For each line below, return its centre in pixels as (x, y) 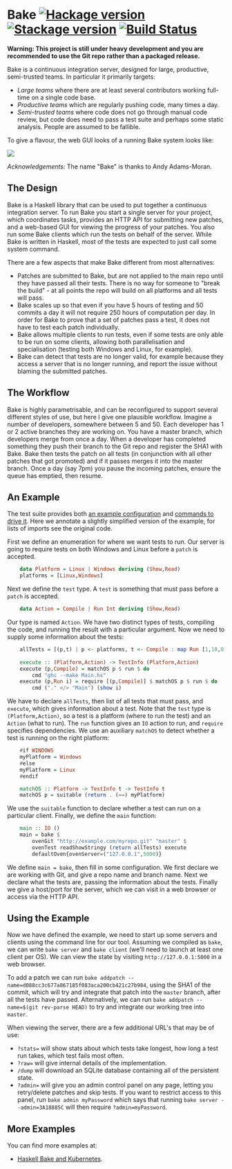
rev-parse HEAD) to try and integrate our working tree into (123, 1007)
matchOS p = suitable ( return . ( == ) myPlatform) (93, 795)
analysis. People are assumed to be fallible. (79, 126)
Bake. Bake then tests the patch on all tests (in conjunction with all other (109, 453)
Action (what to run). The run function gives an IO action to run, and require (115, 723)
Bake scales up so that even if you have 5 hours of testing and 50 (110, 305)
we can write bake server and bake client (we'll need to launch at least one (115, 949)
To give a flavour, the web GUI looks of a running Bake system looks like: (110, 140)
